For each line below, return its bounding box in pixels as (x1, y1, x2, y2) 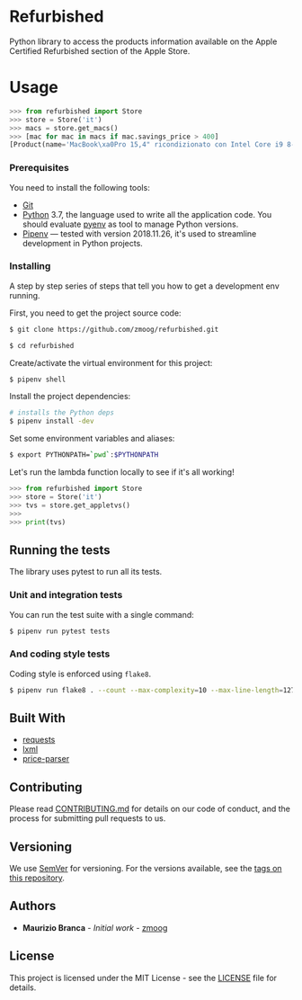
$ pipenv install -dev (9, 416, 94, 426)
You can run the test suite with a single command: (9, 609, 195, 620)
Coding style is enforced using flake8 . (9, 668, 151, 679)
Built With (9, 710, 66, 726)
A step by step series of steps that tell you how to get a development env (9, 281, 280, 291)
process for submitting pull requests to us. (9, 813, 166, 824)
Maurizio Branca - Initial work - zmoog (22, 922, 168, 933)
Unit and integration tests (9, 589, 123, 602)
